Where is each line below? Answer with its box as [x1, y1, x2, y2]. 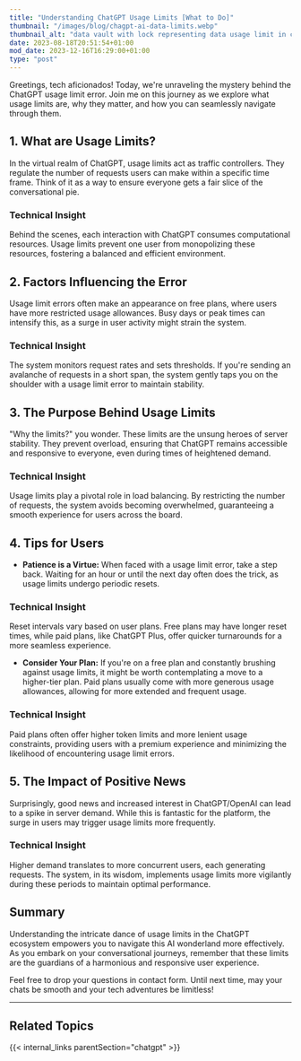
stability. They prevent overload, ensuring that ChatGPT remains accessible [9, 439, 288, 449]
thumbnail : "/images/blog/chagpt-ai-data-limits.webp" [9, 22, 219, 30]
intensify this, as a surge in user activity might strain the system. [9, 317, 246, 327]
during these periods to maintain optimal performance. [9, 878, 211, 889]
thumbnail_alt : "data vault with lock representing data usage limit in [9, 30, 287, 39]
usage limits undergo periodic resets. [21, 578, 159, 589]
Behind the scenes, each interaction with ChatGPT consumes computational [9, 230, 291, 240]
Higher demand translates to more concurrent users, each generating [9, 859, 266, 870]
